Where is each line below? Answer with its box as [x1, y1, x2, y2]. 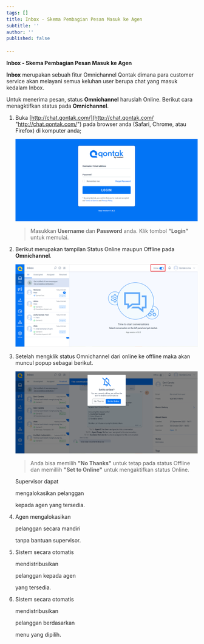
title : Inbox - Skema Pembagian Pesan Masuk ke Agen [6, 16, 143, 23]
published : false [6, 35, 50, 42]
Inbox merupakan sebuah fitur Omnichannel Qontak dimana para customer [6, 71, 194, 78]
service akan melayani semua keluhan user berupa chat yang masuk [6, 78, 178, 85]
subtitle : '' [6, 23, 39, 29]
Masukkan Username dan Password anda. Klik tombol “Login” [30, 227, 189, 235]
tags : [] [6, 10, 29, 16]
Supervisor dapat [15, 478, 59, 485]
